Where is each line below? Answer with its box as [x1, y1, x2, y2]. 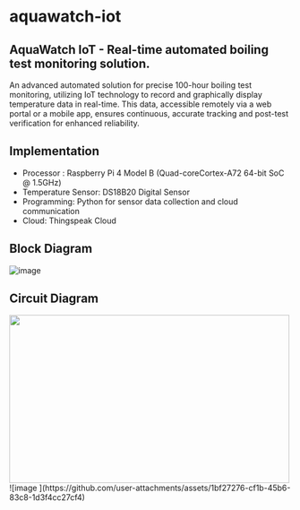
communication [21, 205, 81, 216]
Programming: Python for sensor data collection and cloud [21, 195, 239, 207]
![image [9, 482, 38, 494]
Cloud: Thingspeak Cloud [21, 215, 116, 226]
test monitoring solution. [9, 56, 150, 71]
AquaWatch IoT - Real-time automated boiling [9, 42, 269, 57]
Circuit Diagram [9, 291, 99, 307]
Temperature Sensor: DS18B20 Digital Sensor [21, 186, 191, 197]
